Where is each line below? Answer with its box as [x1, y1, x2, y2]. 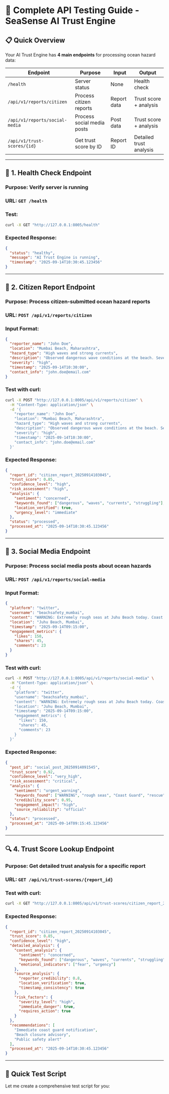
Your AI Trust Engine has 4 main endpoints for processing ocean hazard [5, 52, 156, 57]
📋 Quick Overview [5, 36, 65, 44]
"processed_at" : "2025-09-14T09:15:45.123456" [10, 821, 109, 826]
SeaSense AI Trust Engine [5, 15, 116, 27]
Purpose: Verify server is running [5, 184, 89, 191]
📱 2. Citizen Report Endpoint [5, 283, 96, 292]
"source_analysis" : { [14, 971, 59, 977]
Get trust [74, 137, 96, 144]
